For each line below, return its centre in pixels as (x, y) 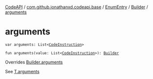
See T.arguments (22, 71)
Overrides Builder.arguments (34, 62)
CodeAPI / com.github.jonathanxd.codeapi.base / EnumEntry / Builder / (76, 7)
